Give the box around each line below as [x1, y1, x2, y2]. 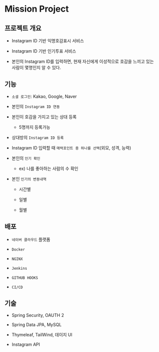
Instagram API [11, 342, 40, 348]
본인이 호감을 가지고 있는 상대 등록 [11, 113, 77, 120]
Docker [11, 247, 25, 252]
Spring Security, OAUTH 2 [11, 313, 64, 318]
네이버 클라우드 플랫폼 [11, 236, 51, 242]
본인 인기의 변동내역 [11, 176, 47, 182]
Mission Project [4, 3, 69, 15]
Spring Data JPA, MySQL [11, 322, 62, 328]
